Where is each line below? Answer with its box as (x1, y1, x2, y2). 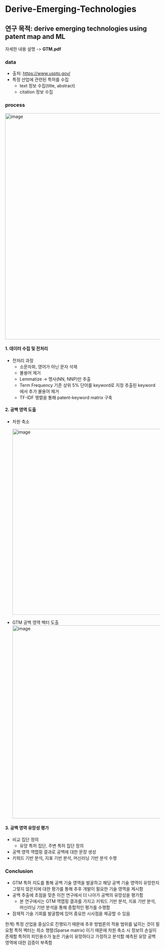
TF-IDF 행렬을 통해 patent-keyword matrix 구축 (19, 394, 112, 400)
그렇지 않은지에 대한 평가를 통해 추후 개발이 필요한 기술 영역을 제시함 (12, 886, 143, 892)
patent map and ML (5, 32, 65, 40)
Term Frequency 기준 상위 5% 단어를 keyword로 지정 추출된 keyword (19, 382, 156, 388)
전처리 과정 (12, 357, 34, 363)
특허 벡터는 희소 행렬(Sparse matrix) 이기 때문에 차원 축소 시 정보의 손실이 (14, 927, 157, 933)
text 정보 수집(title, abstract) (19, 83, 76, 89)
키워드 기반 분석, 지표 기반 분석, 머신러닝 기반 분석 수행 (12, 855, 117, 861)
